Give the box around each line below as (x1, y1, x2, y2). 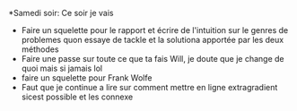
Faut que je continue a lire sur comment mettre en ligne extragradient (21, 82, 278, 92)
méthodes (21, 44, 59, 55)
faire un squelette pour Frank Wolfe (21, 73, 153, 83)
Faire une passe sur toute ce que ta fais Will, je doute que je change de (21, 54, 284, 64)
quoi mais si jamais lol (21, 63, 103, 73)
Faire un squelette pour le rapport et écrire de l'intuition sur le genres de (21, 25, 289, 35)
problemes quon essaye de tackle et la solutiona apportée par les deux (21, 35, 284, 45)
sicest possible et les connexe (21, 91, 134, 102)
